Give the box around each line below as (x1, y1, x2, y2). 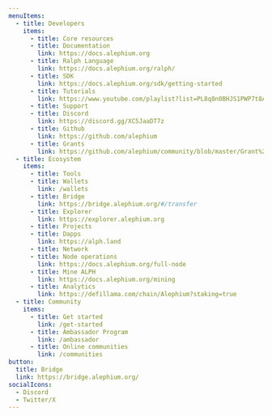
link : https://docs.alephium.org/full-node (37, 260, 186, 268)
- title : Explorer (29, 207, 92, 215)
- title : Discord (29, 110, 89, 118)
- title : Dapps (29, 230, 82, 239)
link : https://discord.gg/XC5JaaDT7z (37, 117, 164, 125)
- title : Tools (29, 170, 82, 178)
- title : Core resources (29, 34, 114, 43)
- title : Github (29, 125, 85, 133)
